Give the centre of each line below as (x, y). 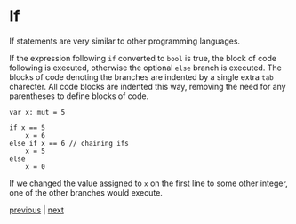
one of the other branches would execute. (86, 192)
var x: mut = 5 (37, 112)
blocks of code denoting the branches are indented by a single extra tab (141, 76)
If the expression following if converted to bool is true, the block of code (143, 58)
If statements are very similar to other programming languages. (125, 41)
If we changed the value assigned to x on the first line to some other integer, (149, 183)
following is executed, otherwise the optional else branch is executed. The (145, 68)
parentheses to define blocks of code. (79, 96)
